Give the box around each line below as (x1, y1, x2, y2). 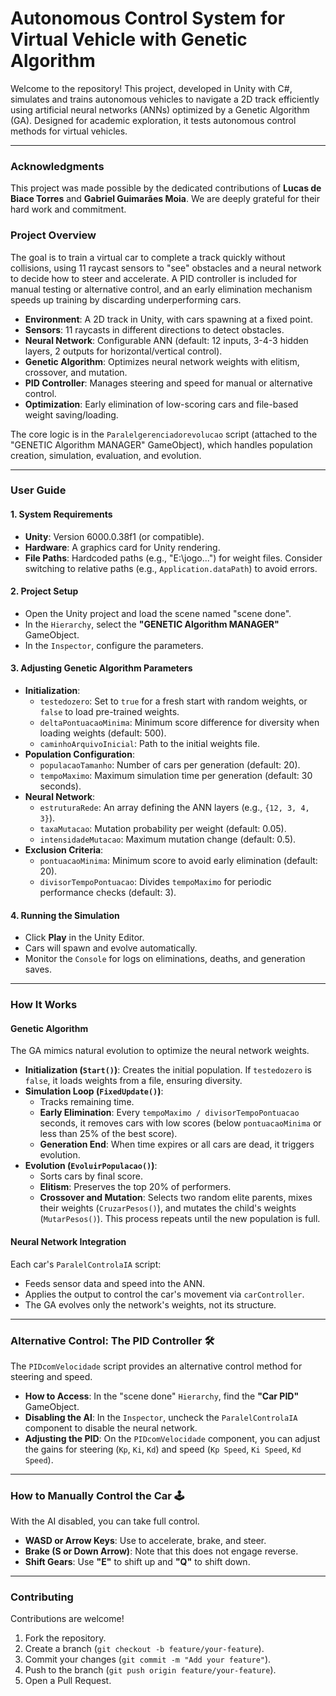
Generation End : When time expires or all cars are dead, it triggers (39, 1138, 315, 1151)
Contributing (10, 1590, 74, 1604)
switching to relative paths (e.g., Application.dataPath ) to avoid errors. (24, 562, 318, 574)
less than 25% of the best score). (39, 1128, 178, 1140)
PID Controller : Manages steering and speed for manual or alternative (24, 377, 313, 389)
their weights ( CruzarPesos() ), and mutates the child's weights (39, 1202, 297, 1214)
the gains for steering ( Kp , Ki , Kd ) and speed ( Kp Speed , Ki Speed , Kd (24, 1443, 302, 1455)
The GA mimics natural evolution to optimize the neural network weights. (10, 1045, 310, 1057)
